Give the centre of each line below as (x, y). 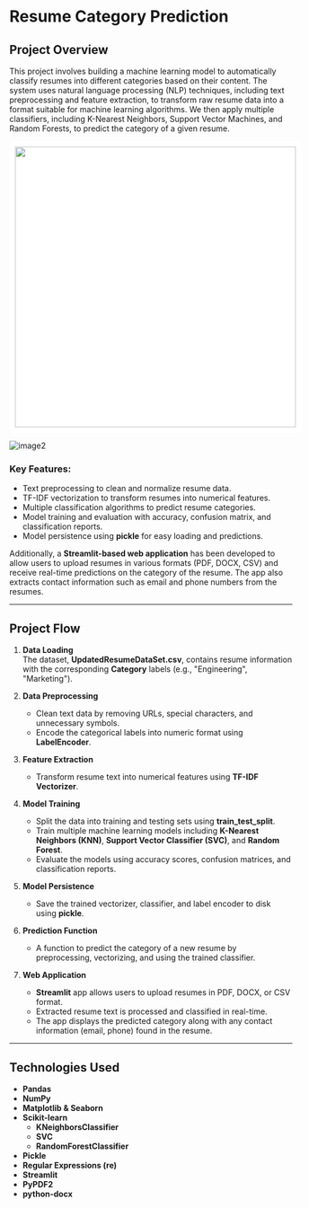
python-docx (48, 1194)
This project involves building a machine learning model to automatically (143, 71)
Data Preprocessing (60, 696)
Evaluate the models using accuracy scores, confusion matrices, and (163, 860)
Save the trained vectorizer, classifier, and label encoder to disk (153, 904)
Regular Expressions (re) (70, 1165)
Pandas (37, 1089)
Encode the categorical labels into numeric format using (140, 733)
